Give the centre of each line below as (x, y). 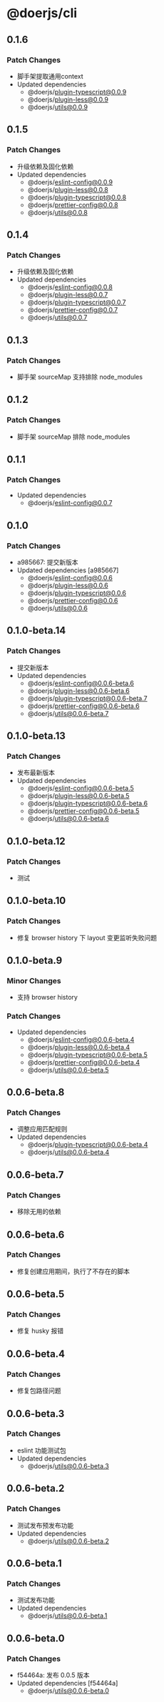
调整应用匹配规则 (42, 1129)
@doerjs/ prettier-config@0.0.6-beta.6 (83, 706)
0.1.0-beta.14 (36, 631)
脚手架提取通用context (50, 76)
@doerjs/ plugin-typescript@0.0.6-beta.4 (88, 1145)
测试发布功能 (36, 1600)
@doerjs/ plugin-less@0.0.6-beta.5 (78, 796)
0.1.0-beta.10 (36, 901)
